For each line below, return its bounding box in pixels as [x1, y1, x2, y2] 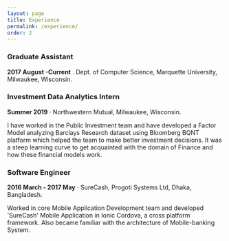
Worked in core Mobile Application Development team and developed [7, 204, 204, 212]
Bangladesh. [7, 191, 43, 199]
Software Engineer [7, 167, 71, 177]
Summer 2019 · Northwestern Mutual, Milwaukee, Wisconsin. [7, 107, 182, 116]
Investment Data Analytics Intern [7, 92, 120, 102]
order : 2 [7, 29, 32, 36]
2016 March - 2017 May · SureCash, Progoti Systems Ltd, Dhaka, [7, 183, 192, 191]
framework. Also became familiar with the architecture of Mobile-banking [7, 218, 215, 227]
